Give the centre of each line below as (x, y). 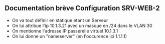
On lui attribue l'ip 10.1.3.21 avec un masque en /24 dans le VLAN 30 (82, 25)
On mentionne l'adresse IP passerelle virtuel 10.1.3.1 (65, 31)
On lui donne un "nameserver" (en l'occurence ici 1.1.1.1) (69, 36)
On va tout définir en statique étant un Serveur (60, 20)
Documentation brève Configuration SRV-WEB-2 (82, 8)
